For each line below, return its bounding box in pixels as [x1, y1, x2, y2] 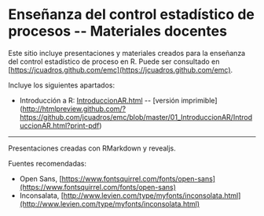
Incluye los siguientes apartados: [8, 80, 115, 90]
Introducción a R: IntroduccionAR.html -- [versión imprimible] [19, 95, 218, 105]
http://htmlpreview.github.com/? [22, 104, 126, 114]
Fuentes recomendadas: [8, 158, 87, 168]
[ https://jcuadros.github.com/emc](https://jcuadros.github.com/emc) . [8, 65, 233, 74]
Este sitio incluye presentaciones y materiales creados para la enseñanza [8, 48, 246, 58]
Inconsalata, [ [19, 191, 64, 200]
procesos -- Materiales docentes [8, 22, 228, 40]
